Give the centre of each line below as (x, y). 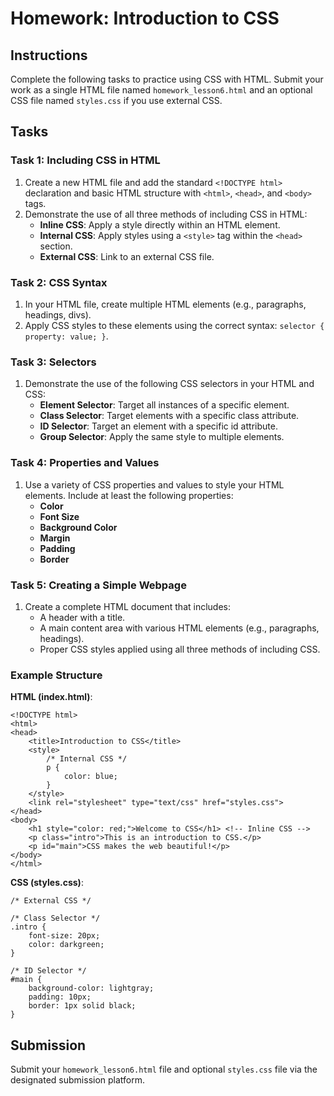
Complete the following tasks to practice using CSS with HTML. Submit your (167, 79)
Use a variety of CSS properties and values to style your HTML (154, 484)
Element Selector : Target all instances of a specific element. (164, 405)
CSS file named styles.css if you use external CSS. (116, 100)
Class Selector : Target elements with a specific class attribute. (169, 416)
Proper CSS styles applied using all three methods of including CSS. (180, 649)
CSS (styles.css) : (47, 883)
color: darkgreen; (66, 945)
